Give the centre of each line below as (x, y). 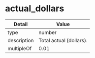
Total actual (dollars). (63, 40)
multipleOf (20, 48)
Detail (21, 24)
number (47, 32)
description (21, 40)
